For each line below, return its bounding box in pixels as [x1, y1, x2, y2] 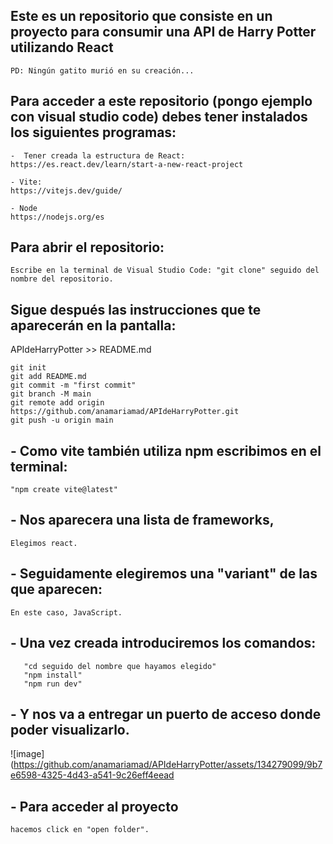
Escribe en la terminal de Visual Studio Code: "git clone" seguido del [10, 265, 320, 276]
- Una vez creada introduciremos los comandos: [10, 635, 317, 652]
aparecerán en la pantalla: [10, 317, 177, 334]
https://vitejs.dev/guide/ [10, 185, 123, 196]
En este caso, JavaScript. [10, 607, 123, 618]
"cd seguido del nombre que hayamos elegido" [23, 661, 217, 671]
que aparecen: [10, 581, 103, 598]
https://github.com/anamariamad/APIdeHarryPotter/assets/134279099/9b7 [13, 759, 323, 771]
